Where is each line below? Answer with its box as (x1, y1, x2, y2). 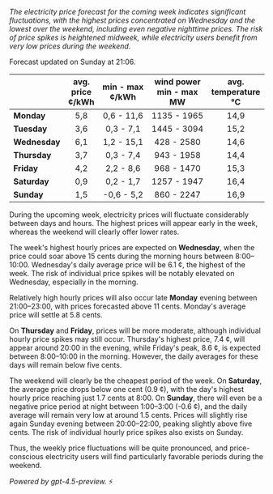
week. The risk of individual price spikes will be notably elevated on (9, 269, 235, 278)
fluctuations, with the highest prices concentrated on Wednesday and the (9, 15, 256, 25)
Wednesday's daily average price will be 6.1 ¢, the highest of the (31, 260, 245, 270)
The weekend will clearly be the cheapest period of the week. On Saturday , (9, 376, 262, 385)
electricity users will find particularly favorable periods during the (45, 452, 264, 461)
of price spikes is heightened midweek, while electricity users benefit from (9, 32, 258, 42)
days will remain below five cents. (9, 360, 122, 369)
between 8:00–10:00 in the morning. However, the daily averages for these (9, 351, 258, 361)
